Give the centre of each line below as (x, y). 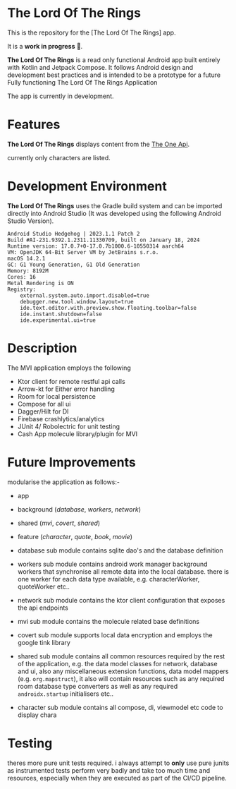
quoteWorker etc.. (44, 586)
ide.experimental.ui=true (58, 320)
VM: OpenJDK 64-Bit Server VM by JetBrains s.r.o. (83, 252)
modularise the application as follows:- (63, 482)
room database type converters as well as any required (98, 686)
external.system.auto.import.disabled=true (85, 295)
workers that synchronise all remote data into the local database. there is (123, 571)
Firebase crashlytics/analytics (61, 418)
